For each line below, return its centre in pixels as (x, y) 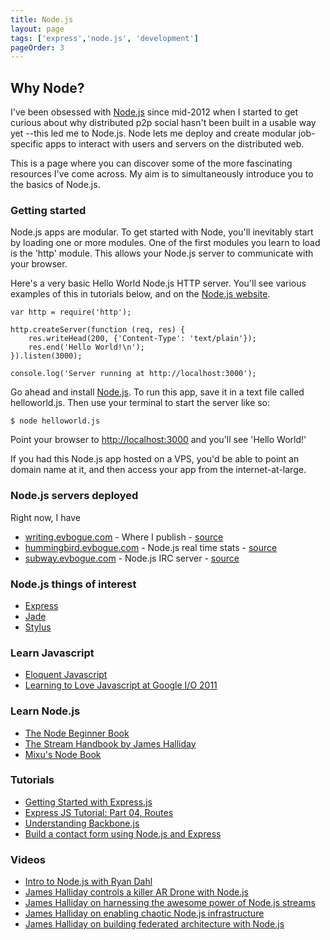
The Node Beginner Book (77, 733)
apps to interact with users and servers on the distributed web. (175, 144)
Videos (28, 859)
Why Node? (47, 87)
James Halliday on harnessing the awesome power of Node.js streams (170, 903)
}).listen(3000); (46, 356)
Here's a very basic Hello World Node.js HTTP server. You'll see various (158, 283)
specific (27, 144)
